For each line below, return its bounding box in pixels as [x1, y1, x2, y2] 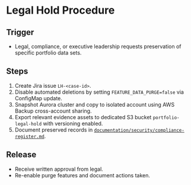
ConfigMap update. [14, 94, 62, 101]
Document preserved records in [14, 126, 93, 133]
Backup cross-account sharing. [14, 107, 92, 114]
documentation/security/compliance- [94, 127, 185, 133]
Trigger [6, 27, 34, 37]
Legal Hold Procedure [6, 4, 115, 17]
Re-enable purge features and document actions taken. [14, 171, 150, 178]
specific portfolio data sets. [14, 49, 82, 56]
